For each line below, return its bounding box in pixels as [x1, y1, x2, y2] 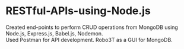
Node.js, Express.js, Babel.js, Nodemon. [5, 30, 103, 37]
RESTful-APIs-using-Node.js [5, 4, 151, 18]
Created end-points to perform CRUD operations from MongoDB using [5, 24, 179, 31]
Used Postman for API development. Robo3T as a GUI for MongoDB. [5, 36, 173, 43]
